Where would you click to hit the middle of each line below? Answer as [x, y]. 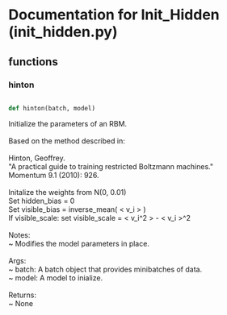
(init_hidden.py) [63, 32]
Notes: [19, 234]
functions [33, 62]
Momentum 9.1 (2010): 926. [54, 175]
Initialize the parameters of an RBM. [68, 123]
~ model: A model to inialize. [56, 278]
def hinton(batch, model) [52, 108]
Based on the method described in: [67, 141]
